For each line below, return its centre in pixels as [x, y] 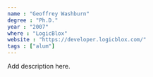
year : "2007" [28, 27]
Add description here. [39, 66]
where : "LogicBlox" [38, 33]
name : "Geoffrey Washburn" [49, 14]
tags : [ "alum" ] [31, 46]
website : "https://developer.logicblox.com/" [77, 40]
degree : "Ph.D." [33, 20]
